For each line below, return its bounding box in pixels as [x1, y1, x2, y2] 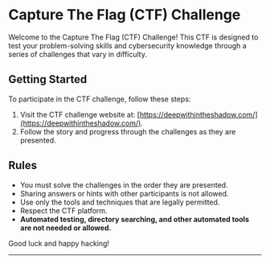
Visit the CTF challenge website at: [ [19, 109, 141, 119]
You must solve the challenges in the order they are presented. [19, 179, 228, 190]
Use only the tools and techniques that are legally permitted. [19, 197, 220, 207]
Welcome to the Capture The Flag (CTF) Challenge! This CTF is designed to [8, 32, 259, 42]
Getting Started [8, 72, 88, 86]
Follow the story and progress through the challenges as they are [19, 126, 236, 136]
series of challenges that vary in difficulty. [8, 49, 147, 59]
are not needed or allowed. [19, 223, 112, 233]
